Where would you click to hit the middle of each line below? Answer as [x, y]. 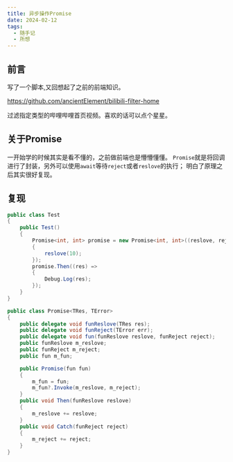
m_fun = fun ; [51, 382]
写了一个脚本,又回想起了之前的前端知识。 [66, 87]
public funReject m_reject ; [60, 350]
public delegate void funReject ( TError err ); [87, 330]
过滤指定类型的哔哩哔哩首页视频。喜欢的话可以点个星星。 [89, 115]
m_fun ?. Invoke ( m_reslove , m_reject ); [86, 388]
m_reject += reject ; [62, 439]
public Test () [40, 228]
